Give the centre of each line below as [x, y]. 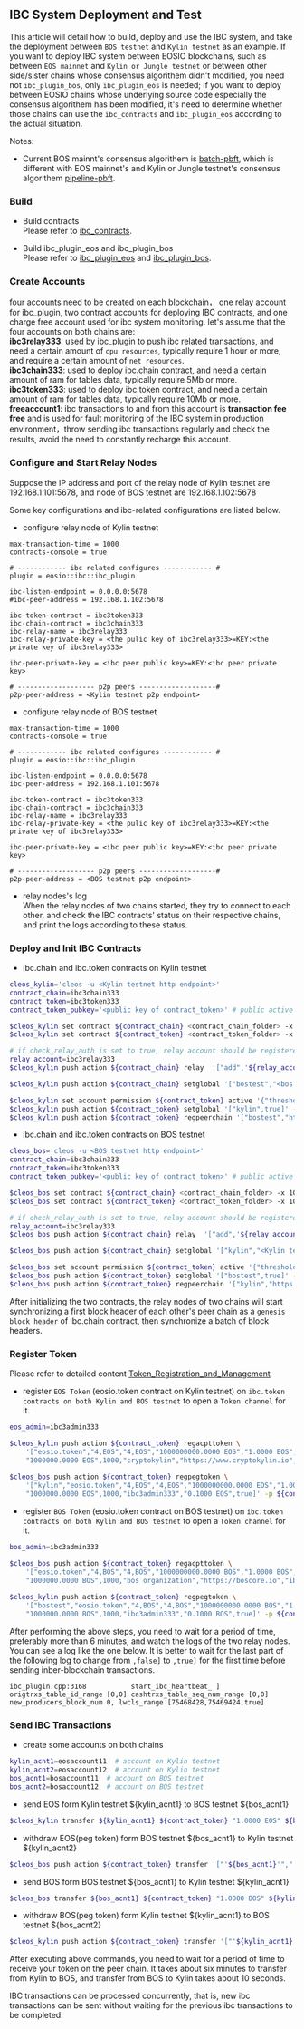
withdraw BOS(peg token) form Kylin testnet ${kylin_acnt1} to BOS [146, 1916]
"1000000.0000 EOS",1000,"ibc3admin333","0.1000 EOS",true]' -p [149, 1494]
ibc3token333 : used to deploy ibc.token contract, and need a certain [139, 390]
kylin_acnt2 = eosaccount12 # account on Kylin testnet [115, 1770]
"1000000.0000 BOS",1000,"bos [83, 1580]
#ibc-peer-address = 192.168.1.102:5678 [87, 599]
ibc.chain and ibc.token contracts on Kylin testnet [114, 968]
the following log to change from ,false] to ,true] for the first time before [147, 1660]
